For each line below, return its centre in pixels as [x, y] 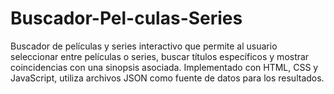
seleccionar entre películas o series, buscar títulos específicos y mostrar [160, 56]
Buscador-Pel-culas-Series [126, 18]
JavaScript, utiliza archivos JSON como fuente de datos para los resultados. [167, 78]
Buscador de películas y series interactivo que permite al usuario [144, 46]
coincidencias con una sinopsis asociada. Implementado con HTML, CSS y [164, 67]
